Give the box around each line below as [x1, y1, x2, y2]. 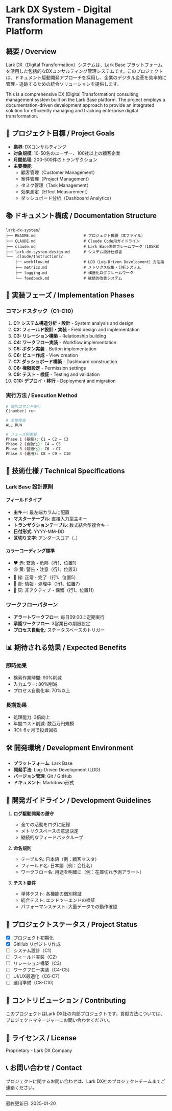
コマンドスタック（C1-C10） [6, 307, 77, 314]
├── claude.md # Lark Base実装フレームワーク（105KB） [6, 244, 162, 249]
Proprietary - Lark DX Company [6, 1047, 72, 1054]
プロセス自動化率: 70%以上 [13, 687, 71, 693]
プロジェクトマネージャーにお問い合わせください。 [6, 1017, 113, 1023]
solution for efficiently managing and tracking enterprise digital [6, 108, 138, 113]
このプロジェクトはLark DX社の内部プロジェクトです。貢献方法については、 [6, 1010, 165, 1017]
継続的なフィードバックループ [20, 835, 84, 841]
